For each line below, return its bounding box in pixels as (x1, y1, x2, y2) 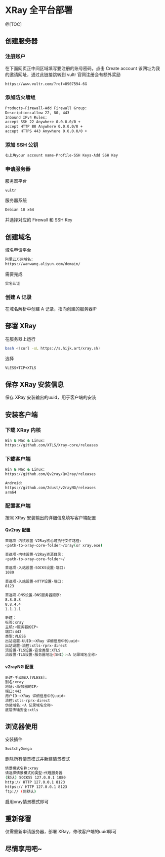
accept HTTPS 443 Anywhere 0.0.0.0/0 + (5, 129, 87, 134)
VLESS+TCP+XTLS (5, 365, 37, 370)
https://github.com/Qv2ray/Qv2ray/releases (5, 471, 96, 477)
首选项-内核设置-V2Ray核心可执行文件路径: (5, 538, 82, 543)
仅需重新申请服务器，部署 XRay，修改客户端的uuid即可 (5, 829, 117, 835)
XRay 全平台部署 (5, 4, 73, 16)
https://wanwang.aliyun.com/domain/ (5, 261, 81, 266)
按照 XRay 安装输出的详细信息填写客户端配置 (5, 514, 96, 520)
